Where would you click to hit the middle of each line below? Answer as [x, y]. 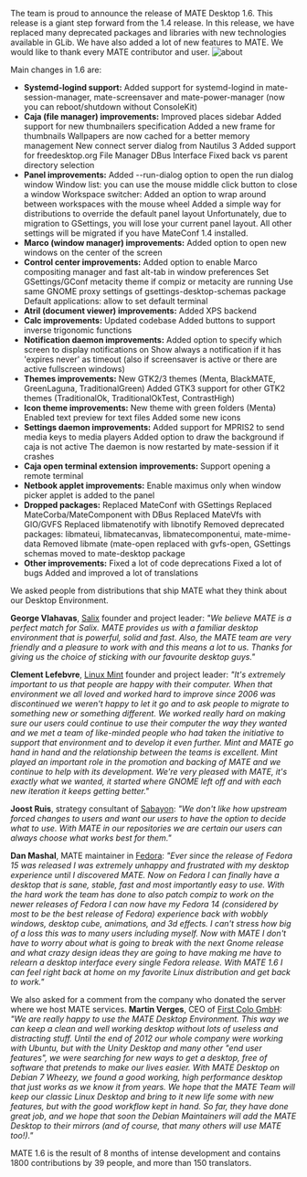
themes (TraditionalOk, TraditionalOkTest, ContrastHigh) [129, 398]
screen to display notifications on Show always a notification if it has [152, 350]
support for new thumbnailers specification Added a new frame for [149, 126]
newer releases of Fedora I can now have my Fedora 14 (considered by [144, 904]
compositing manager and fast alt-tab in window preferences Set [146, 272]
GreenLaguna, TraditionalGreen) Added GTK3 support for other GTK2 [154, 388]
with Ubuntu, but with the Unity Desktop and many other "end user [137, 1048]
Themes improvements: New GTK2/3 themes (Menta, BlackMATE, [149, 379]
